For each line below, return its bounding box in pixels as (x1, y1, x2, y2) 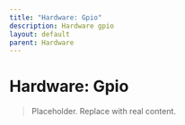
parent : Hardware (9, 37, 75, 47)
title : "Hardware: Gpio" (9, 12, 102, 22)
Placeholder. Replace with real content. (31, 106, 177, 117)
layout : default (9, 29, 70, 38)
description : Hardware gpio (9, 21, 115, 30)
